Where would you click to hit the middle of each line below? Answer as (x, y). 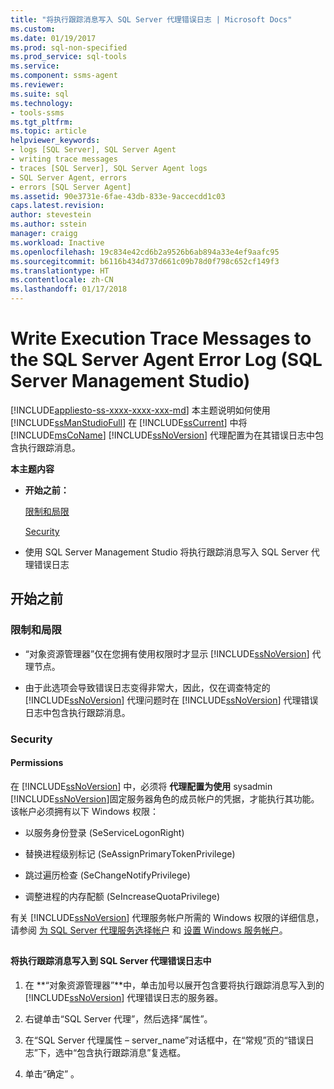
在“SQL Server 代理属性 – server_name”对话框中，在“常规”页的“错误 (165, 1040)
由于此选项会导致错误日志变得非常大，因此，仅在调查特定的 (147, 687)
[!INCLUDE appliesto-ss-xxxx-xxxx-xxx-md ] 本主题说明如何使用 (140, 410)
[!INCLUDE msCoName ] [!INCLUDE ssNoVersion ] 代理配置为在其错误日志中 (163, 435)
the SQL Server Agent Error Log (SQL (166, 360)
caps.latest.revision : (57, 206)
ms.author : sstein (48, 224)
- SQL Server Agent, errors (69, 177)
